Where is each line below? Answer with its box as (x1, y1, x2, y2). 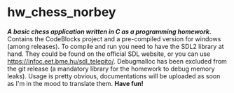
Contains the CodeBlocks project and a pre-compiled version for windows (7, 34, 221, 43)
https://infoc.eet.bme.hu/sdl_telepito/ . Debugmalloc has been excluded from (7, 57, 228, 65)
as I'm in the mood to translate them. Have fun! (7, 79, 144, 87)
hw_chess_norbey (7, 4, 116, 20)
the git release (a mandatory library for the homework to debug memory (7, 64, 215, 73)
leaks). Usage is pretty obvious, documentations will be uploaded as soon (7, 71, 221, 80)
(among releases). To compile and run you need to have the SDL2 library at (7, 42, 224, 50)
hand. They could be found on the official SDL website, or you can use (7, 50, 211, 58)
